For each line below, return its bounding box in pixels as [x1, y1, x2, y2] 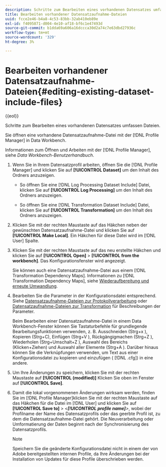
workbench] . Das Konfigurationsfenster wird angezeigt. [12, 257, 126, 263]
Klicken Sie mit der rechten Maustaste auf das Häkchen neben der [12, 222, 147, 228]
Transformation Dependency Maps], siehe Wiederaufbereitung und [12, 278, 149, 284]
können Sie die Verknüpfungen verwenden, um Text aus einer [12, 349, 138, 355]
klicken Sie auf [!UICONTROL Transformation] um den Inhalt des [19, 207, 153, 213]
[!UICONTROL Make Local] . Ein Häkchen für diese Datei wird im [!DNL [12, 232, 156, 238]
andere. [12, 360, 28, 366]
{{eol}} [5, 113, 19, 119]
